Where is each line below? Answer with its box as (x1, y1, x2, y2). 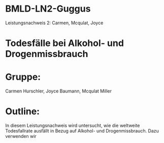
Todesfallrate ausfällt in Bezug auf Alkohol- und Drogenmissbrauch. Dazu (5, 128, 159, 134)
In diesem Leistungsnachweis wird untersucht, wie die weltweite (5, 122, 140, 128)
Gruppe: (5, 71, 41, 83)
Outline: (5, 106, 40, 117)
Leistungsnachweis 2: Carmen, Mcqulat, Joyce (5, 20, 104, 26)
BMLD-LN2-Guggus (5, 3, 91, 15)
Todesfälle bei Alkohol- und (5, 37, 124, 49)
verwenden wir (5, 133, 37, 139)
